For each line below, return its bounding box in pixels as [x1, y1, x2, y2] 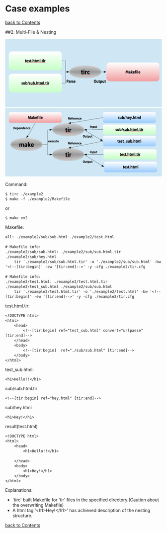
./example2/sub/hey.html [5, 254, 57, 259]
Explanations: [5, 487, 33, 493]
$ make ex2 [5, 215, 28, 220]
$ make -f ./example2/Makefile [5, 196, 70, 201]
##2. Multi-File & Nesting [5, 29, 57, 35]
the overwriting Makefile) [12, 502, 64, 508]
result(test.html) [5, 423, 38, 429]
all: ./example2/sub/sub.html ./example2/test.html [5, 234, 114, 239]
